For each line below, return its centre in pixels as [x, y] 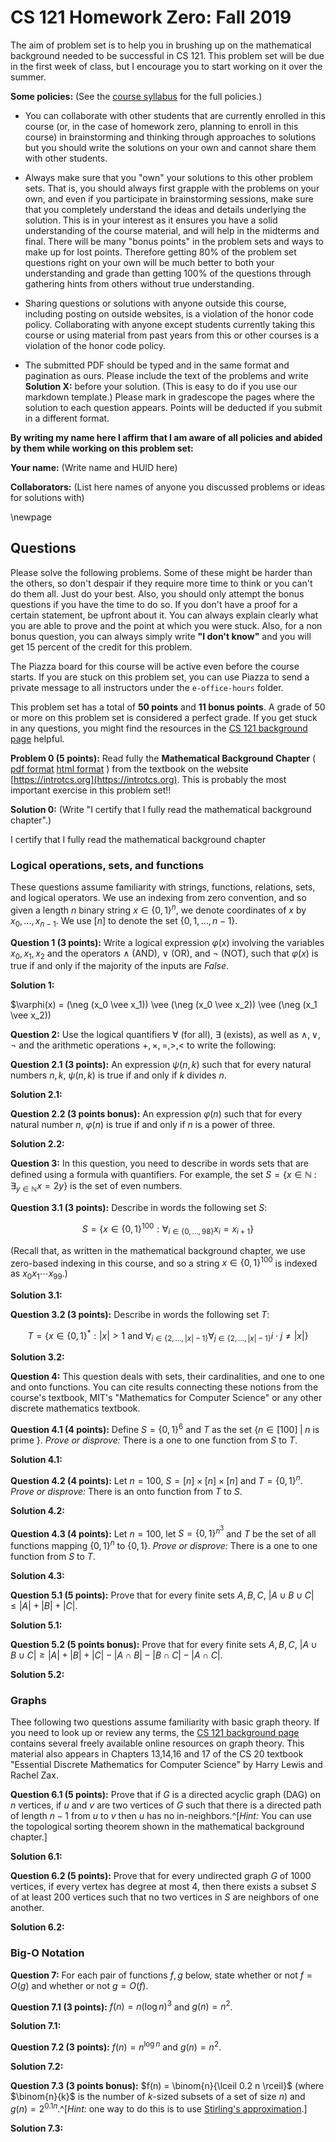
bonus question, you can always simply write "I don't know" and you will [161, 636]
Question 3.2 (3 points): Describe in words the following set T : [140, 1314]
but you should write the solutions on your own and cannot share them [170, 147]
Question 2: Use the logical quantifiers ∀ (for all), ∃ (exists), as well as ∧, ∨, [165, 1035]
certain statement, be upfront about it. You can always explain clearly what [164, 615]
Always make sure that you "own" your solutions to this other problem [168, 177]
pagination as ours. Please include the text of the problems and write [166, 375]
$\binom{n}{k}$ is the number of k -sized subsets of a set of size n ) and [158, 2096]
